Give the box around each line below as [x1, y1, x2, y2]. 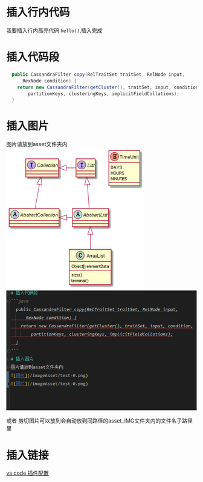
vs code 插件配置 [6, 469, 50, 477]
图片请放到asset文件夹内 [6, 141, 68, 148]
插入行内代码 [6, 5, 71, 19]
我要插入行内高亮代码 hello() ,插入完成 [6, 27, 103, 34]
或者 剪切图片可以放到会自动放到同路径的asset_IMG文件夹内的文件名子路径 [6, 417, 193, 424]
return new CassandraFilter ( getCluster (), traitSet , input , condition [17, 84, 199, 90]
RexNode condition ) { [22, 78, 77, 84]
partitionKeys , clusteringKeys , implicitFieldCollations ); [28, 90, 180, 97]
